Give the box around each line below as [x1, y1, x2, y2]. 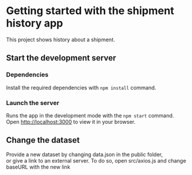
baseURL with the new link [6, 163, 70, 170]
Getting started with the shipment [6, 4, 174, 18]
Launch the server [6, 99, 60, 107]
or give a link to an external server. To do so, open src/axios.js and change [6, 157, 187, 164]
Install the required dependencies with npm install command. [6, 84, 157, 91]
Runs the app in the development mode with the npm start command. [6, 112, 174, 119]
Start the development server [6, 53, 116, 63]
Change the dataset [6, 135, 80, 145]
